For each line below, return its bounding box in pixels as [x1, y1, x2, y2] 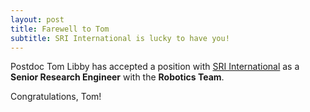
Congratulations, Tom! [10, 91, 102, 103]
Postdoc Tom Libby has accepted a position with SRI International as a [10, 61, 300, 73]
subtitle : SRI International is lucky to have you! [10, 33, 230, 43]
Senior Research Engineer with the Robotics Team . [10, 71, 225, 83]
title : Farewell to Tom [10, 24, 110, 34]
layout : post [10, 14, 65, 25]
